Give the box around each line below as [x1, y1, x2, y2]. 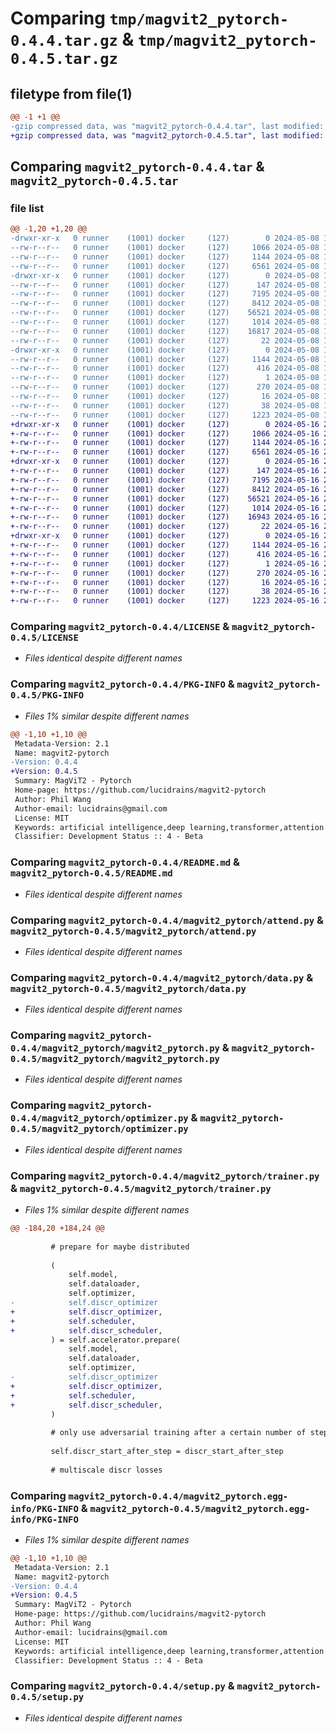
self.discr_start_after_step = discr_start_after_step [50, 1447, 284, 1457]
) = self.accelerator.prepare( [50, 1335, 182, 1345]
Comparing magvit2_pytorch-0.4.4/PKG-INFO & [10, 677, 235, 691]
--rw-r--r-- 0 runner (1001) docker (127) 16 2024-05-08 [10, 392, 320, 402]
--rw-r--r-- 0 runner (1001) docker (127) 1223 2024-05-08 [10, 410, 320, 420]
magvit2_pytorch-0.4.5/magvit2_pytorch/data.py [10, 983, 247, 994]
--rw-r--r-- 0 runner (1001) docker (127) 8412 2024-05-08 [10, 298, 320, 309]
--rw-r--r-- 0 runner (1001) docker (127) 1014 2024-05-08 [10, 317, 320, 327]
